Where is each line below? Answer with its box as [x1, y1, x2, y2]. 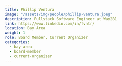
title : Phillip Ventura [5, 7, 55, 12]
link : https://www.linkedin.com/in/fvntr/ [5, 21, 95, 26]
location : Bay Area [5, 26, 46, 31]
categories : [5, 40, 30, 45]
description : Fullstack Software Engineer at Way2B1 [5, 16, 117, 21]
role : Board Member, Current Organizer [5, 35, 88, 40]
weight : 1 [5, 30, 26, 35]
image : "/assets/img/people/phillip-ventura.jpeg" [5, 12, 113, 17]
